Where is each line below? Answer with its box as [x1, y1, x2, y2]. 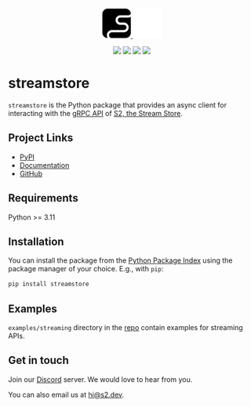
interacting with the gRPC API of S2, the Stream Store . [8, 108, 183, 118]
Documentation [19, 160, 70, 169]
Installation [8, 234, 64, 248]
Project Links [8, 131, 74, 145]
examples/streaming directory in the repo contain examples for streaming [8, 323, 243, 333]
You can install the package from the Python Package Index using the [8, 256, 233, 265]
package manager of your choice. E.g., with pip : [8, 264, 164, 274]
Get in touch [8, 354, 69, 367]
